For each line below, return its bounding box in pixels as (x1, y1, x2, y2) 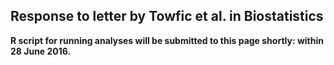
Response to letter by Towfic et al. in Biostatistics (10, 8, 324, 25)
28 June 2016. (10, 45, 72, 57)
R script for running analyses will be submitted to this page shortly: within (10, 34, 324, 46)
